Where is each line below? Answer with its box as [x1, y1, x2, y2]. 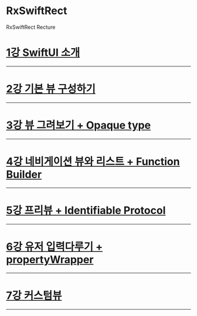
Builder [6, 167, 42, 181]
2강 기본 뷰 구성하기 [6, 82, 96, 96]
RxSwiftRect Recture [6, 23, 56, 31]
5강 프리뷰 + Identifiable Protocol [6, 204, 166, 217]
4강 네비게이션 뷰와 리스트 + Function [6, 154, 180, 168]
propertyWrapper [6, 253, 94, 266]
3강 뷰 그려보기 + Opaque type [6, 119, 151, 132]
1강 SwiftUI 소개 [6, 46, 80, 59]
